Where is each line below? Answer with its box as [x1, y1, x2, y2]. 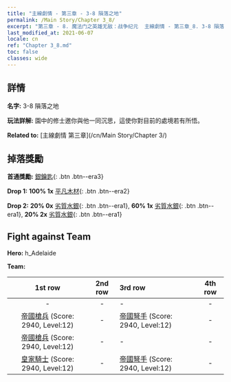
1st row [34, 283, 60, 293]
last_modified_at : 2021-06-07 [7, 29, 94, 36]
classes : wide [7, 55, 48, 62]
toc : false [7, 49, 38, 56]
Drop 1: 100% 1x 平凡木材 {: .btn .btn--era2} [7, 187, 130, 195]
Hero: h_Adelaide [7, 249, 56, 257]
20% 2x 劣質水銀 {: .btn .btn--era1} [24, 211, 122, 219]
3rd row [119, 283, 146, 293]
